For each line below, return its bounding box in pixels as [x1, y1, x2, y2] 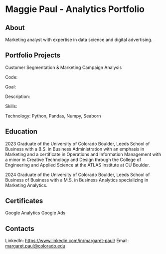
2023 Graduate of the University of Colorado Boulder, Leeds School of [5, 140, 150, 146]
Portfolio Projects [5, 51, 61, 59]
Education [5, 127, 38, 136]
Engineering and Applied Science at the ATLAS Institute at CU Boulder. [5, 161, 151, 168]
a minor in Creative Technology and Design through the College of [5, 156, 141, 162]
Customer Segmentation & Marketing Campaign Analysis [5, 64, 122, 70]
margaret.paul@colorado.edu [5, 243, 66, 249]
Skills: [5, 103, 17, 109]
